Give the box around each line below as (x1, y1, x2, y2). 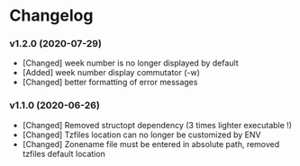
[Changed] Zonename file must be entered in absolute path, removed (22, 138, 280, 149)
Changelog (9, 5, 94, 26)
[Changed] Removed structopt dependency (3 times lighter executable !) (22, 119, 293, 130)
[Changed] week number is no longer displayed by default (22, 57, 239, 68)
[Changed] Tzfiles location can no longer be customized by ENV (22, 129, 261, 140)
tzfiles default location (22, 148, 105, 159)
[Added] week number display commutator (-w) (22, 67, 201, 78)
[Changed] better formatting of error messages (22, 77, 198, 88)
